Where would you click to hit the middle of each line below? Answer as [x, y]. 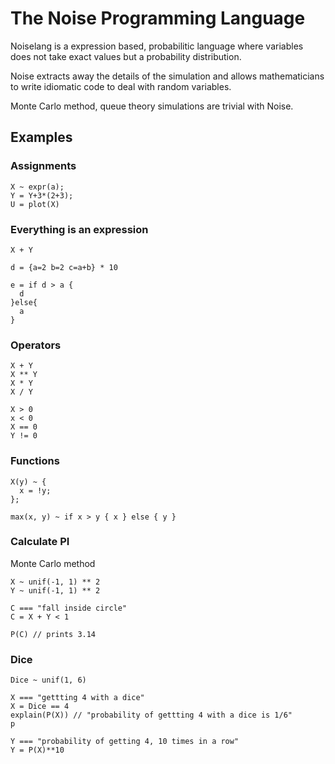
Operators [36, 345]
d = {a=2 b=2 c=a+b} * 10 [64, 267]
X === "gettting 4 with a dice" [77, 698]
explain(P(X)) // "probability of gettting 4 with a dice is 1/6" [151, 715]
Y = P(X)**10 [37, 750]
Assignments [43, 166]
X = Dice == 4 [40, 707]
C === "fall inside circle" [69, 608]
